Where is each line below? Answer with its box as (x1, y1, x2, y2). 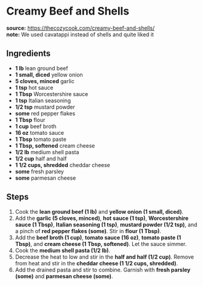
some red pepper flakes (15, 109, 76, 117)
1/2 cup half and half (15, 155, 67, 162)
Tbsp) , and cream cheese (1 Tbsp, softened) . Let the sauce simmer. (15, 240, 187, 247)
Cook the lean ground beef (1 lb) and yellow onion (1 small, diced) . (15, 208, 184, 215)
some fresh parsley (15, 168, 64, 175)
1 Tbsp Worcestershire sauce (15, 90, 88, 98)
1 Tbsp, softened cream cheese (15, 141, 95, 149)
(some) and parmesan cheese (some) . (15, 272, 113, 280)
